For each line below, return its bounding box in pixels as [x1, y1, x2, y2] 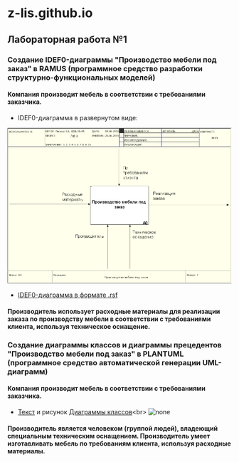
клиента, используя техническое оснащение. [7, 322, 151, 330]
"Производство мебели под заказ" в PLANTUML [7, 349, 184, 359]
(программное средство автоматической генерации [7, 357, 201, 367]
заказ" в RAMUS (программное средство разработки [7, 63, 203, 73]
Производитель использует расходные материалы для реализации [7, 307, 221, 315]
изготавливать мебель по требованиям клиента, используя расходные [7, 439, 231, 448]
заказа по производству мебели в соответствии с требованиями [7, 315, 211, 323]
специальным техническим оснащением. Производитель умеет [7, 431, 211, 440]
